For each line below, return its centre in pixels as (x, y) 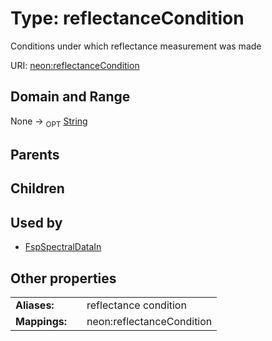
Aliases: (35, 305)
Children (37, 188)
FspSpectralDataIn (63, 247)
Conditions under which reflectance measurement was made (136, 46)
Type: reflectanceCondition (127, 18)
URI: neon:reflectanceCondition (75, 65)
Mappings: (41, 321)
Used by (36, 222)
